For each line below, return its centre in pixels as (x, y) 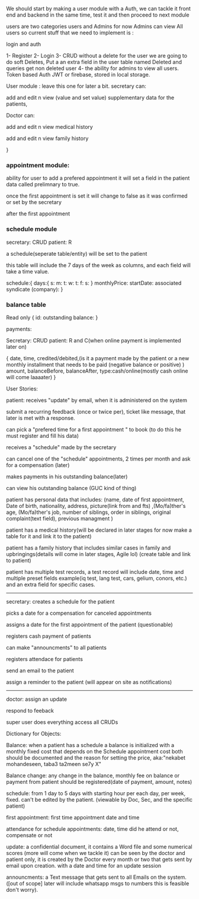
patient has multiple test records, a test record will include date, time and (95, 571)
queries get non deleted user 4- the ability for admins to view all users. (93, 68)
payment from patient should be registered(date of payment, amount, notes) (99, 782)
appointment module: (38, 165)
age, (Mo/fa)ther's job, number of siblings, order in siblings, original (89, 512)
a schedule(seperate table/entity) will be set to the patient (77, 253)
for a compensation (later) (38, 465)
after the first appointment (38, 214)
